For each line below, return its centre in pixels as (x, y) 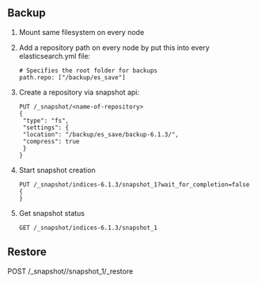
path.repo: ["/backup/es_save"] (72, 77)
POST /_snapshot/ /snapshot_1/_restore (70, 271)
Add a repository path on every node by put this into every (114, 48)
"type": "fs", (46, 121)
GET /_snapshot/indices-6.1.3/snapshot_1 (88, 228)
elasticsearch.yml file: (55, 56)
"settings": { (46, 127)
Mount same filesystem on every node (82, 32)
